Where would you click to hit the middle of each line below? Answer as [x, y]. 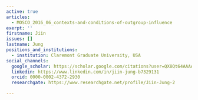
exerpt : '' [19, 28]
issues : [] [19, 39]
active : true [22, 11]
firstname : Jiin [26, 34]
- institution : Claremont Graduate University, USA [76, 55]
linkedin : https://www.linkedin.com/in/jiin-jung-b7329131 [85, 72]
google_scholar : [31, 66]
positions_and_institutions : [42, 50]
